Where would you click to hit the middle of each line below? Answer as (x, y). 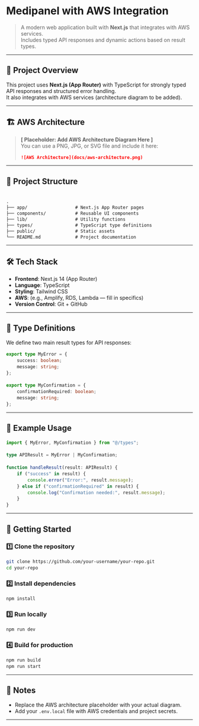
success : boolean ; (39, 360)
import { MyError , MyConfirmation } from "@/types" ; (73, 443)
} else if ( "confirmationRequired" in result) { (78, 486)
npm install (21, 599)
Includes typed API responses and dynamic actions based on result (103, 40)
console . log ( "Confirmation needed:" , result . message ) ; (97, 492)
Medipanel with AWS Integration (87, 11)
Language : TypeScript (42, 285)
